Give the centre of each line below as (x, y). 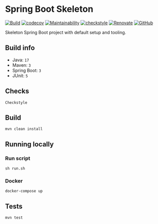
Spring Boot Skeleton (49, 9)
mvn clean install (24, 129)
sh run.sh (15, 169)
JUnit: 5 (20, 76)
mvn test (14, 218)
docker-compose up (24, 191)
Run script (18, 158)
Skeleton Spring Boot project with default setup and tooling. (66, 32)
